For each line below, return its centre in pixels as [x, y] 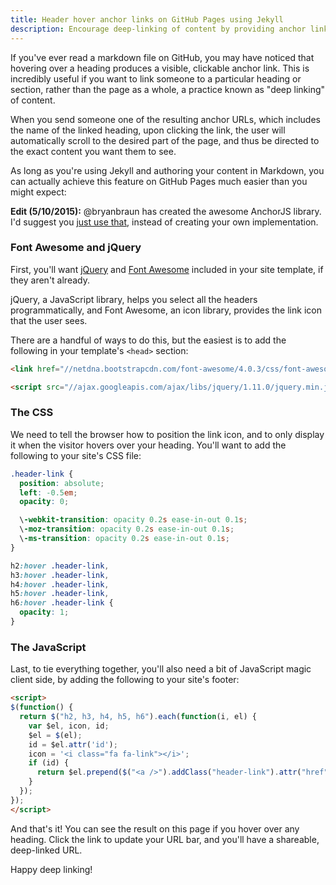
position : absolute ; [62, 483]
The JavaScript [48, 647]
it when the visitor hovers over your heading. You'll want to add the [148, 445]
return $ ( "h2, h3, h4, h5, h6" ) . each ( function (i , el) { [138, 717]
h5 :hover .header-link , [60, 594]
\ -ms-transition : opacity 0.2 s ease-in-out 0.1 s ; [124, 539]
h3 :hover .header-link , [60, 575]
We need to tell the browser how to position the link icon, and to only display [167, 434]
